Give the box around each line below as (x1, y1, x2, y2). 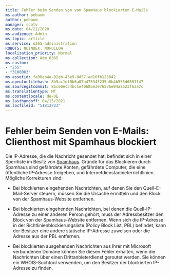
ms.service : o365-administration (5, 41, 77, 46)
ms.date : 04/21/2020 (5, 27, 50, 32)
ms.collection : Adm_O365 (5, 55, 59, 61)
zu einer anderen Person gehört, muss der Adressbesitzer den (31, 211, 164, 217)
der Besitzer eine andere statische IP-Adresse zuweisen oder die (12, 228, 150, 234)
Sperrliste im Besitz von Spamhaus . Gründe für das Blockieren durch (5, 159, 151, 165)
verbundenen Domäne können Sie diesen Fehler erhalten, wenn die (12, 249, 156, 255)
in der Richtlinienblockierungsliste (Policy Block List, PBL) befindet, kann (12, 222, 166, 229)
